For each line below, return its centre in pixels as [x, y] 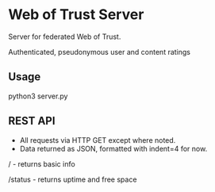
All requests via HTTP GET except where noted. [98, 140]
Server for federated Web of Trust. [65, 36]
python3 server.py [38, 96]
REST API [32, 121]
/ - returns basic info [42, 163]
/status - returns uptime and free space [73, 179]
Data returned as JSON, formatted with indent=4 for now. [113, 148]
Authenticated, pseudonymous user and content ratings [100, 52]
